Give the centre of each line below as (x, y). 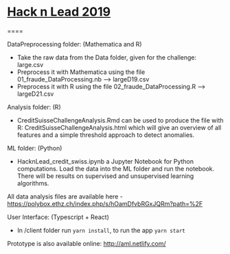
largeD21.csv (35, 94)
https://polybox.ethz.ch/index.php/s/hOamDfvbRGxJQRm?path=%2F (105, 203)
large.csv (30, 64)
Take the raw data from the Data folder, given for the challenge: (107, 57)
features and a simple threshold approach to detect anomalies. (105, 135)
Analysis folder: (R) (34, 107)
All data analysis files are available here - (65, 196)
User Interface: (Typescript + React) (58, 217)
